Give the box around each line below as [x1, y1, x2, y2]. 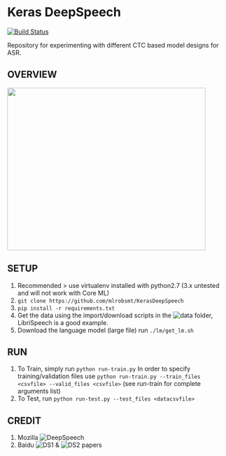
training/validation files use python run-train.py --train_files [17, 372, 201, 380]
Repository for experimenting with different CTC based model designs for [7, 41, 219, 49]
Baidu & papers [17, 441, 103, 449]
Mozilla [17, 434, 38, 442]
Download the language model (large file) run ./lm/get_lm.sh [17, 326, 194, 334]
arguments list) [17, 387, 61, 396]
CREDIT [7, 415, 42, 427]
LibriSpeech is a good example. [17, 318, 108, 326]
